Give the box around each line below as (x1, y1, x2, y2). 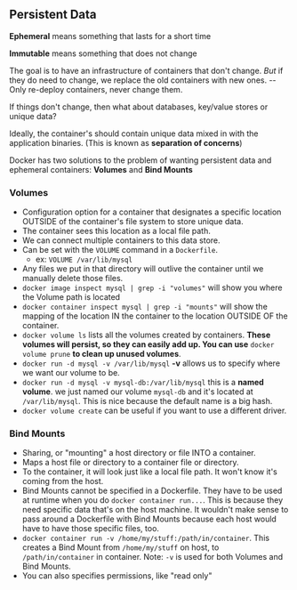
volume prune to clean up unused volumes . (21, 349, 181, 360)
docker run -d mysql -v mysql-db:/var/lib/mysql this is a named (21, 377, 264, 388)
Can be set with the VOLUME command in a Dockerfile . (21, 245, 218, 255)
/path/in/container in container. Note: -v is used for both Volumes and (21, 552, 284, 562)
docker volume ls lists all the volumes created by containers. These (21, 329, 271, 341)
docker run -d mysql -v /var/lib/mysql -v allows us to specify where (21, 358, 281, 368)
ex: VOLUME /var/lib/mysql (35, 254, 133, 265)
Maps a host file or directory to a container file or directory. (21, 457, 239, 468)
